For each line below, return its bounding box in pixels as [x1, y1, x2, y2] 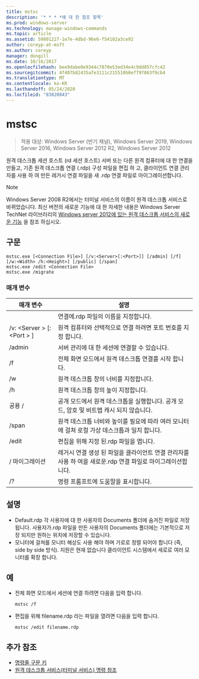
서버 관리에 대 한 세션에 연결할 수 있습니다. [57, 343, 169, 352]
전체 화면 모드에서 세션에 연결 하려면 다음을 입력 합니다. [14, 590, 143, 597]
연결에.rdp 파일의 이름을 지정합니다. [57, 312, 152, 320]
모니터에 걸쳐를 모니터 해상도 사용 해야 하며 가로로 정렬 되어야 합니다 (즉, [14, 539, 182, 546]
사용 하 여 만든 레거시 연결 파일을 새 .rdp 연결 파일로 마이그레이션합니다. [17, 171, 183, 179]
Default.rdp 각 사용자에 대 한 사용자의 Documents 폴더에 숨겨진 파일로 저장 [14, 516, 190, 524]
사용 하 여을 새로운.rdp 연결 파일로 [57, 457, 148, 465]
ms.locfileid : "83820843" [6, 92, 70, 98]
